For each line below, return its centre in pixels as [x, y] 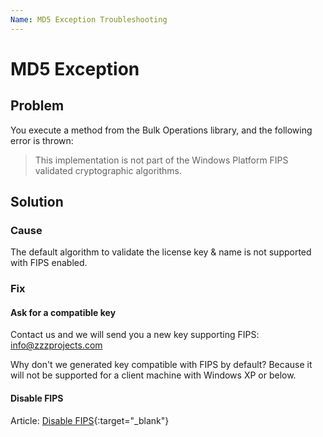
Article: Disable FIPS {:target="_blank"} [90, 420]
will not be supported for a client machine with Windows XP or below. [153, 375]
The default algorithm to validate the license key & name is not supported [161, 252]
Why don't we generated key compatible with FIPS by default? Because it [161, 365]
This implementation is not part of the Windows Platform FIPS [161, 160]
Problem [37, 106]
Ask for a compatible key [63, 312]
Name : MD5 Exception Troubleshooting [89, 19]
